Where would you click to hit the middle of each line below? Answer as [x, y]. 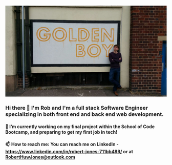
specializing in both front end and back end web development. [84, 114]
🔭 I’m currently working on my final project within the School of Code [80, 127]
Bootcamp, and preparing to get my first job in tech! [61, 132]
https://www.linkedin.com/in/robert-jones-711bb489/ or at [69, 151]
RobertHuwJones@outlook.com [40, 157]
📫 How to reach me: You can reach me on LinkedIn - [62, 144]
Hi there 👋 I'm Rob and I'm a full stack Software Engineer [77, 108]
